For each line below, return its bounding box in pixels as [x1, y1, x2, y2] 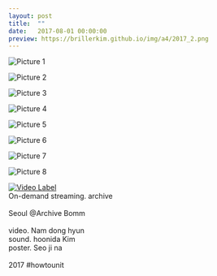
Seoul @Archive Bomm [8, 209, 85, 218]
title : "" [8, 19, 46, 28]
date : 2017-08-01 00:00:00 [8, 27, 107, 35]
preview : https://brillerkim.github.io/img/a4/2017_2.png [8, 34, 209, 43]
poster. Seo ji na [8, 243, 63, 252]
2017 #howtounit [8, 261, 65, 270]
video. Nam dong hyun [8, 226, 85, 235]
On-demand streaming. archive [8, 192, 114, 201]
